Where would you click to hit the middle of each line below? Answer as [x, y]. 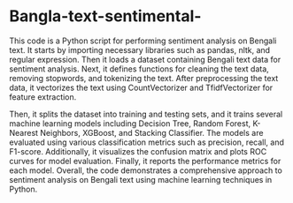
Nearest [23, 132]
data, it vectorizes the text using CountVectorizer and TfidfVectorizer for [141, 87]
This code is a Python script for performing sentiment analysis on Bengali [143, 41]
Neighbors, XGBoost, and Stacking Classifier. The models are [151, 132]
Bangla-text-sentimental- [105, 16]
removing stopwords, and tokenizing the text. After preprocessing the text [144, 78]
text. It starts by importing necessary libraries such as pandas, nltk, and [140, 49]
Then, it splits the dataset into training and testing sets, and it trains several [146, 114]
